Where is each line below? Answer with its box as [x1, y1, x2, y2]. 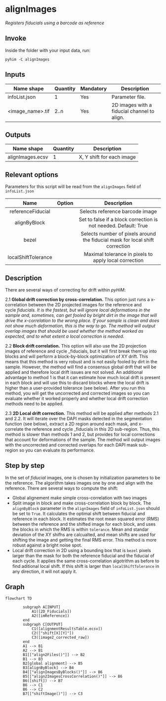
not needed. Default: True [88, 222, 148, 229]
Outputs [5, 130, 31, 139]
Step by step [5, 461, 45, 470]
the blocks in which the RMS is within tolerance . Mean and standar [12, 526, 149, 532]
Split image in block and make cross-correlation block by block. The [12, 500, 151, 506]
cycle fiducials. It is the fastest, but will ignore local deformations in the [5, 307, 151, 313]
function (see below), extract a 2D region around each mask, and [5, 421, 138, 427]
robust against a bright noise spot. [12, 542, 83, 548]
